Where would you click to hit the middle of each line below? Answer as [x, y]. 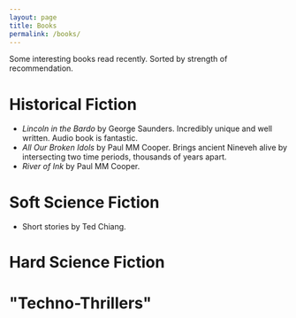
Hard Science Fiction [87, 263]
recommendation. [41, 68]
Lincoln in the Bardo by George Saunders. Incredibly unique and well [147, 128]
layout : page [33, 17]
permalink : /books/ [45, 34]
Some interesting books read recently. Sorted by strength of [118, 59]
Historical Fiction [73, 104]
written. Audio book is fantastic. [80, 138]
